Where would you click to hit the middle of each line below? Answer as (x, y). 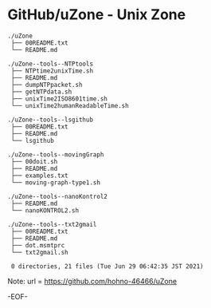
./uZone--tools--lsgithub (50, 120)
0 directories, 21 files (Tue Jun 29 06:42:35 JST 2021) (107, 266)
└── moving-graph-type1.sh (56, 182)
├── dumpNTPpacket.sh (47, 85)
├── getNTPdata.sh (41, 92)
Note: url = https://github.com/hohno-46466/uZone (92, 281)
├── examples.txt (39, 176)
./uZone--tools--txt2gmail (52, 224)
